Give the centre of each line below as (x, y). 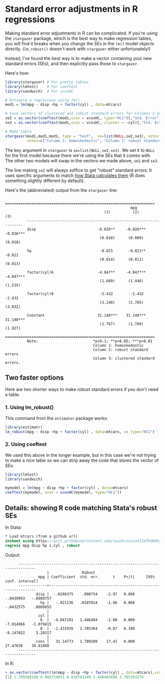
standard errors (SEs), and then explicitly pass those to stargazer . (72, 63)
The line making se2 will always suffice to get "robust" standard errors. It (79, 170)
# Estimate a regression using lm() (42, 100)
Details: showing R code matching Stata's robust (81, 508)
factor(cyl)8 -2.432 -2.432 (85, 294)
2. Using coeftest (26, 445)
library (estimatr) (24, 427)
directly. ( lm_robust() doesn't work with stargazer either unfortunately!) (78, 49)
